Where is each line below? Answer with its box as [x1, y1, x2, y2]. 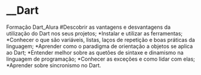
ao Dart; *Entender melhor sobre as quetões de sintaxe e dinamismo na [6, 49, 184, 56]
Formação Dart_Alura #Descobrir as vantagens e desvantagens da [6, 23, 171, 31]
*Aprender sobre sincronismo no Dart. [6, 61, 101, 69]
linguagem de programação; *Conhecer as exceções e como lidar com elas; [6, 55, 196, 62]
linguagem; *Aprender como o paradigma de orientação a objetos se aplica [6, 43, 193, 50]
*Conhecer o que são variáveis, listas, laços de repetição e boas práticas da [6, 36, 195, 43]
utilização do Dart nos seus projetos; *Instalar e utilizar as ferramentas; [6, 29, 183, 37]
